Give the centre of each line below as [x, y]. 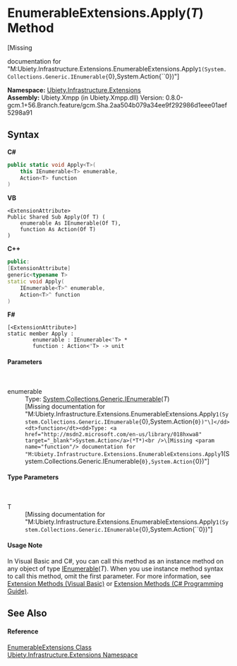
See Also [27, 613]
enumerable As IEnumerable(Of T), [71, 223]
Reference [23, 631]
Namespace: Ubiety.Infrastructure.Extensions [74, 90]
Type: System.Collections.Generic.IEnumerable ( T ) [97, 399]
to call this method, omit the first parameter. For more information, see [109, 576]
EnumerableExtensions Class [49, 647]
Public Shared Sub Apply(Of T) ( [56, 217]
